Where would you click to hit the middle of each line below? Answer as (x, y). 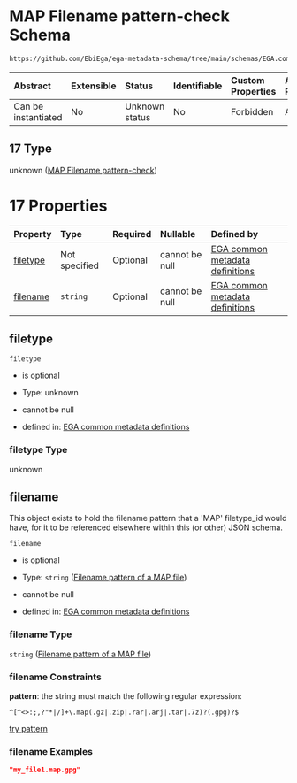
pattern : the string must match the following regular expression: (126, 696)
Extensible (93, 86)
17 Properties (58, 206)
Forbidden (252, 111)
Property (33, 234)
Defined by (235, 234)
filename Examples (51, 752)
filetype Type (38, 450)
